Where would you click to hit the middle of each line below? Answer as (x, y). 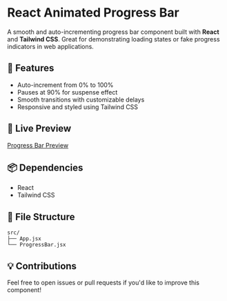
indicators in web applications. (51, 46)
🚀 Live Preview (39, 129)
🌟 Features (31, 68)
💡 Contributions (42, 266)
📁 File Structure (41, 216)
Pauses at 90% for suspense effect (67, 92)
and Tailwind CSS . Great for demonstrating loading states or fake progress (113, 39)
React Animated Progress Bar (93, 13)
